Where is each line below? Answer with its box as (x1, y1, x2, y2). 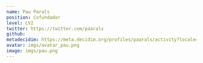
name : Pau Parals (6, 8, 50, 15)
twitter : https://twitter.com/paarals (6, 25, 104, 32)
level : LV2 (6, 20, 34, 26)
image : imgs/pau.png (6, 48, 59, 54)
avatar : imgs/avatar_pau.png (6, 43, 80, 49)
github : (6, 31, 26, 37)
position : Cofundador (6, 14, 61, 20)
